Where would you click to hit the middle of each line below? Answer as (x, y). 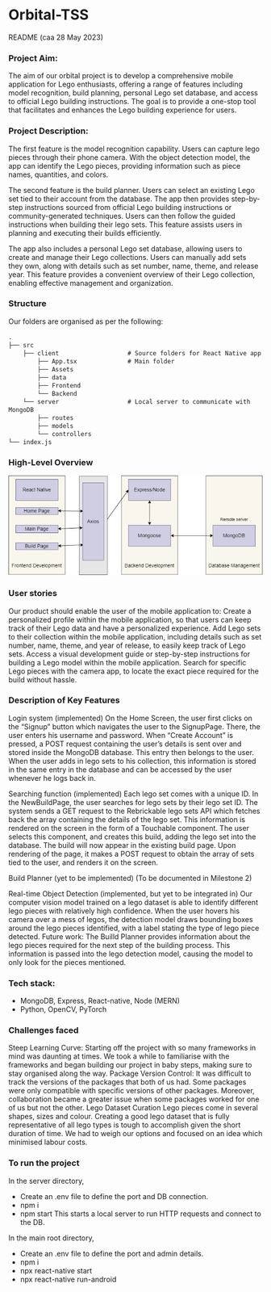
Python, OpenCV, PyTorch (63, 1009)
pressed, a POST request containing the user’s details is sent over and (125, 744)
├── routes (56, 417)
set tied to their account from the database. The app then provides (119, 199)
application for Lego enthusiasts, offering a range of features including (126, 84)
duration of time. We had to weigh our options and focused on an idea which (135, 1134)
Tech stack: (32, 983)
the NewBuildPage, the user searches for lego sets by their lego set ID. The (133, 802)
